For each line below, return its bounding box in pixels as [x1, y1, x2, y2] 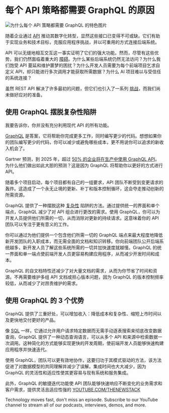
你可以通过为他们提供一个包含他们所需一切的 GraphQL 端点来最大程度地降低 [5, 232, 163, 238]
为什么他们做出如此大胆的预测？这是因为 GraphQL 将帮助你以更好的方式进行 [5, 162, 163, 168]
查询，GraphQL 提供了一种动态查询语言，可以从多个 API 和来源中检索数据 [5, 334, 158, 340]
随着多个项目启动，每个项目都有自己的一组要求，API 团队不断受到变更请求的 [5, 179, 163, 185]
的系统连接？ [5, 75, 32, 81]
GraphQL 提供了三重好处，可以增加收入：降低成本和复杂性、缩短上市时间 [5, 311, 157, 317]
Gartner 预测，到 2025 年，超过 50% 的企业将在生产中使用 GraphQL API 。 [5, 156, 160, 162]
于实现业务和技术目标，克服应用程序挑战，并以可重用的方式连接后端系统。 [5, 39, 159, 45]
